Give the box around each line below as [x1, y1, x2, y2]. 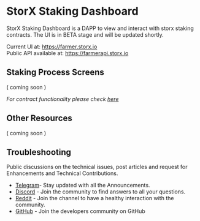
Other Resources [6, 113, 72, 124]
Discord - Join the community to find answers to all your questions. [15, 188, 186, 195]
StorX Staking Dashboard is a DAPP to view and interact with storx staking [6, 24, 194, 32]
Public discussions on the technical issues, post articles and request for [6, 163, 188, 171]
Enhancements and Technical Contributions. [6, 170, 118, 177]
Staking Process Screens [6, 67, 104, 78]
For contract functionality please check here [6, 95, 119, 102]
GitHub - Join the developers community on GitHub [15, 208, 145, 215]
